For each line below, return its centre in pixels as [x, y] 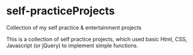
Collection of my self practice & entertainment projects [74, 27]
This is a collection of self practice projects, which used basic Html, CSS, [97, 39]
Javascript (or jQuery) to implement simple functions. [72, 45]
